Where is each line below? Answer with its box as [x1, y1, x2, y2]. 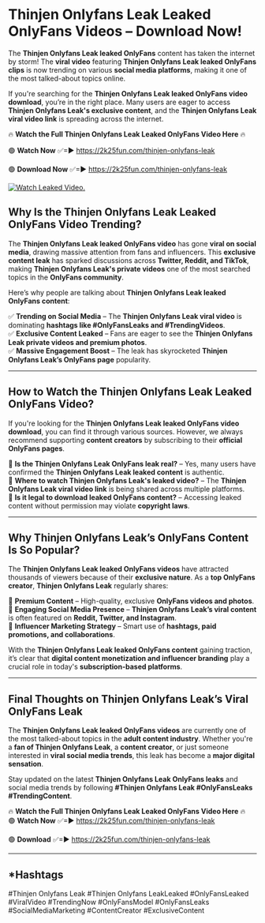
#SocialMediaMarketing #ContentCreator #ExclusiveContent [8, 906, 205, 915]
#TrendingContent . [8, 791, 73, 801]
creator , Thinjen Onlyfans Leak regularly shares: [8, 581, 169, 591]
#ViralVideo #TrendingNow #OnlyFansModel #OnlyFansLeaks [8, 898, 210, 906]
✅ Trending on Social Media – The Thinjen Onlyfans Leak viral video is [8, 311, 242, 321]
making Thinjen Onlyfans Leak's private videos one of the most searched [8, 264, 251, 273]
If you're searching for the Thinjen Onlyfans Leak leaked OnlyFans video [8, 88, 248, 98]
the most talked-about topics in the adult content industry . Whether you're [8, 734, 253, 744]
